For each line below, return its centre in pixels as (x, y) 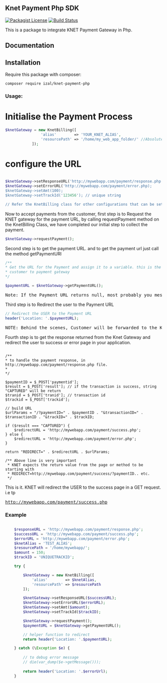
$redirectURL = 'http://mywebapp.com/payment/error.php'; (75, 439)
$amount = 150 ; (30, 552)
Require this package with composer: (43, 75)
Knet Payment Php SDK (42, 8)
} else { (14, 434)
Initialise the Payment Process (69, 117)
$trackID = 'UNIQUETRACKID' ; (44, 557)
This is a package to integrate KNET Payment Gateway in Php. (69, 30)
